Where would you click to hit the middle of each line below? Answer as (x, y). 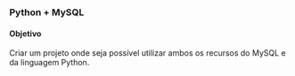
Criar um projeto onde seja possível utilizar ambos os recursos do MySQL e (148, 53)
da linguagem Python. (49, 63)
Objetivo (25, 34)
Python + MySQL (47, 12)
